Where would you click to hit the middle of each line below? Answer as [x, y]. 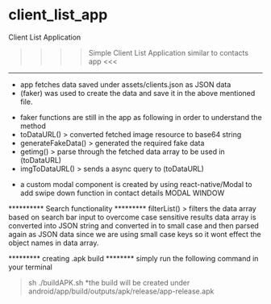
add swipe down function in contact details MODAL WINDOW [122, 193]
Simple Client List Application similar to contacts [168, 52]
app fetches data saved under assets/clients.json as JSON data [125, 84]
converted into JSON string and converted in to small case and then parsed [134, 225]
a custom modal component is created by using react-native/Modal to [136, 184]
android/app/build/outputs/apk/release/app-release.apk [121, 291]
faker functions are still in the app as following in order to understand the [141, 117]
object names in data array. [54, 243]
